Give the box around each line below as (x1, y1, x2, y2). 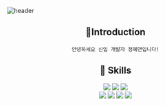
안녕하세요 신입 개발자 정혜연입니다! (71, 45, 159, 53)
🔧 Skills (99, 65, 132, 76)
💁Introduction (85, 26, 146, 38)
